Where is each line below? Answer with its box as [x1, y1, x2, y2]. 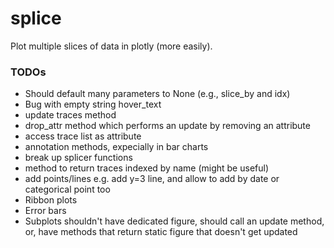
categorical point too [24, 183, 111, 196]
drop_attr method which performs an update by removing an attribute [24, 120, 311, 132]
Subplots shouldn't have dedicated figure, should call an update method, [24, 215, 325, 227]
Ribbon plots [24, 194, 78, 206]
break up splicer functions [24, 152, 133, 164]
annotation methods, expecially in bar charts [24, 141, 209, 153]
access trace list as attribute [24, 130, 142, 142]
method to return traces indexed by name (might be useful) [24, 162, 270, 174]
